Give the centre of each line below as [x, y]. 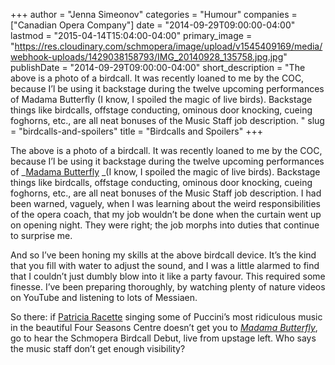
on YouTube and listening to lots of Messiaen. [104, 297]
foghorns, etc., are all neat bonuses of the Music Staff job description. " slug [167, 120]
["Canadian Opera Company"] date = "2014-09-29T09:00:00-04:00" [153, 25]
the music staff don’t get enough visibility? [98, 348]
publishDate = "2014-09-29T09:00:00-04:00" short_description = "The [158, 67]
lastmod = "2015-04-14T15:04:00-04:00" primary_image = [131, 35]
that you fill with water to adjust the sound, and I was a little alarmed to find [165, 265]
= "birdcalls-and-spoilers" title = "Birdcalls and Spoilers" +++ [136, 131]
